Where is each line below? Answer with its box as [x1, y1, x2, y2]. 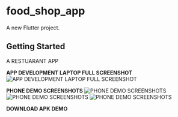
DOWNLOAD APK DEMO [6, 105, 68, 112]
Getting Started [6, 41, 66, 52]
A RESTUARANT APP [6, 57, 59, 64]
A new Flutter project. [6, 24, 60, 31]
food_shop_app [6, 4, 85, 18]
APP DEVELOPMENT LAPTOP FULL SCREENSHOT [6, 69, 132, 76]
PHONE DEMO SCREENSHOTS [6, 87, 83, 94]
